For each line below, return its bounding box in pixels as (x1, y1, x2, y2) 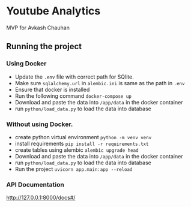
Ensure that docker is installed (14, 86, 90, 93)
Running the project (6, 41, 82, 52)
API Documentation (6, 180, 65, 188)
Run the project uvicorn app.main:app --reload (14, 165, 133, 172)
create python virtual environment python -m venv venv (14, 133, 152, 140)
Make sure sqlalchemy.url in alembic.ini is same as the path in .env (14, 79, 185, 86)
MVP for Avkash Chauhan (6, 24, 70, 31)
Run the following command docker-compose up (14, 92, 132, 100)
